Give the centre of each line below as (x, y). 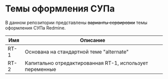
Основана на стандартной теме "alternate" (77, 51)
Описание (92, 40)
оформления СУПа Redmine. (35, 27)
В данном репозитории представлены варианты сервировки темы (76, 22)
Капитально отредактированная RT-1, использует (86, 63)
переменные (40, 69)
